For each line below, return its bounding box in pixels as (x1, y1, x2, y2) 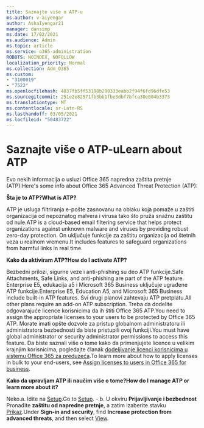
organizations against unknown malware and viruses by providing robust (6, 225, 189, 233)
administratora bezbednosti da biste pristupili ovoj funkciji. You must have (6, 326, 190, 334)
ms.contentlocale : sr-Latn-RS (6, 105, 83, 111)
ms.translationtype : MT (6, 99, 67, 105)
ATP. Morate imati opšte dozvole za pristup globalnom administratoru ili (6, 320, 186, 328)
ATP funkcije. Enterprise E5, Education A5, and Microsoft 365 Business (6, 287, 183, 295)
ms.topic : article (6, 43, 53, 49)
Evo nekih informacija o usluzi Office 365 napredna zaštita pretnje (6, 176, 172, 183)
